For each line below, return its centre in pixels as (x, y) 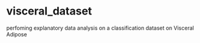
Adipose (17, 34)
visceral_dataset (49, 11)
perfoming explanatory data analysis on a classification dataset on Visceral (100, 28)
